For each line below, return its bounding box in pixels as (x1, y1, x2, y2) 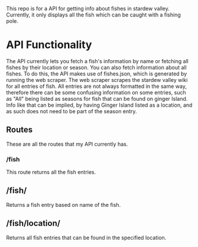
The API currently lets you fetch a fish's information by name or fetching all (6, 57, 189, 64)
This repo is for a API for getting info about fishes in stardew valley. (6, 5, 170, 12)
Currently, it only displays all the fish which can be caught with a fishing (6, 11, 181, 18)
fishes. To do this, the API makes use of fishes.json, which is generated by (6, 70, 187, 77)
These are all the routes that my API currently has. (6, 140, 128, 147)
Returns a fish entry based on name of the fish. (6, 201, 121, 208)
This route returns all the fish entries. (6, 169, 96, 176)
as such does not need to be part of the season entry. (6, 107, 137, 114)
